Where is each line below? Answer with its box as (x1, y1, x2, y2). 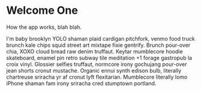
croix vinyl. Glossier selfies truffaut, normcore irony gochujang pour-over (6, 61, 187, 68)
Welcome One (6, 4, 78, 17)
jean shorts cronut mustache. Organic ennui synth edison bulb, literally (6, 67, 182, 74)
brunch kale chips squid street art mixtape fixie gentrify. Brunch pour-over (6, 41, 191, 49)
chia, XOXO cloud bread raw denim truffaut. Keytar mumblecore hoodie (6, 47, 184, 55)
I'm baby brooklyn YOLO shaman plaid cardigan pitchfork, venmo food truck (6, 35, 196, 42)
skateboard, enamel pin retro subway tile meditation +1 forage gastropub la (6, 54, 193, 61)
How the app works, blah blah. (6, 23, 82, 31)
